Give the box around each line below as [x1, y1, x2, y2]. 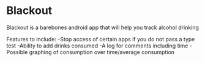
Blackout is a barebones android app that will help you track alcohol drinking [6, 24, 199, 31]
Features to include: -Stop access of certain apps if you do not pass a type [6, 35, 195, 43]
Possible [6, 48, 28, 55]
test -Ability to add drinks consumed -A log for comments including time [6, 42, 188, 49]
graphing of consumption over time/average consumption [29, 48, 175, 55]
